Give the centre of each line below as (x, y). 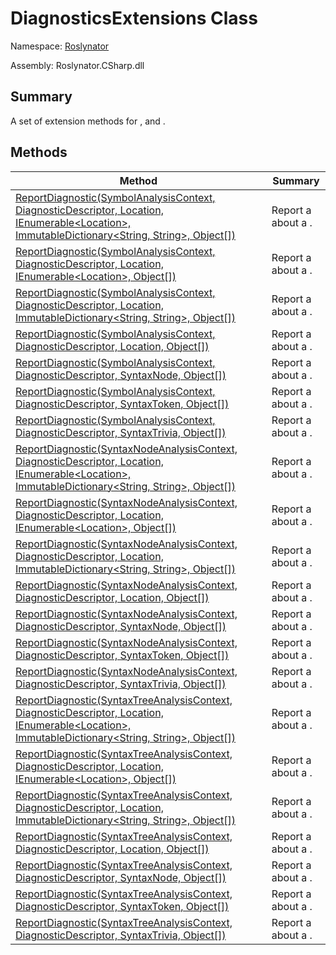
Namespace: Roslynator (60, 46)
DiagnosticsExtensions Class (134, 18)
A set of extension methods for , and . (88, 121)
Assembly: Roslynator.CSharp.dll (77, 65)
